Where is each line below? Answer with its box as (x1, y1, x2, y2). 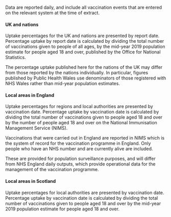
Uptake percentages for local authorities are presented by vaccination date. (5, 189, 164, 196)
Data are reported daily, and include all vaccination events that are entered (5, 5, 162, 10)
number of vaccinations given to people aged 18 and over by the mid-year (5, 200, 161, 206)
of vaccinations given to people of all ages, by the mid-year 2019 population (5, 43, 165, 50)
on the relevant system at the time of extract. (5, 10, 100, 16)
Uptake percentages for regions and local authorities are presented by (5, 103, 153, 110)
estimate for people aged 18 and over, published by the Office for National (5, 49, 161, 55)
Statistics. (5, 55, 27, 61)
